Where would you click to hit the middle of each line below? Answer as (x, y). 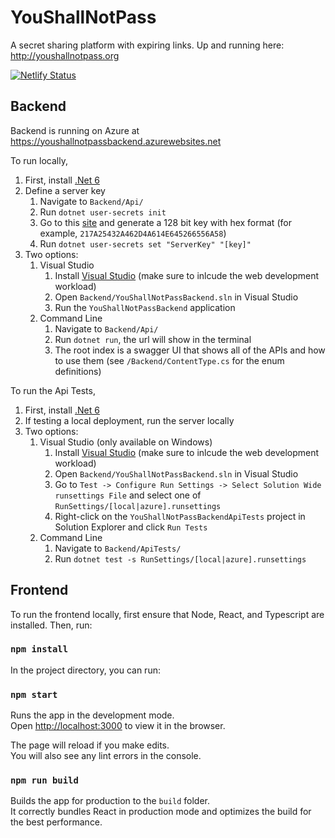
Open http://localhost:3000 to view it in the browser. (118, 726)
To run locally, (39, 160)
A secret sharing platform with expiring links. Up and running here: (147, 45)
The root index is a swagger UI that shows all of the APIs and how (190, 350)
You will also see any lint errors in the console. (106, 756)
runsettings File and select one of (128, 495)
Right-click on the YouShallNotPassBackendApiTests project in (180, 516)
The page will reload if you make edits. (90, 745)
